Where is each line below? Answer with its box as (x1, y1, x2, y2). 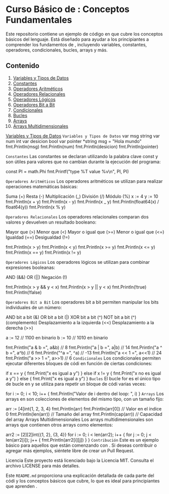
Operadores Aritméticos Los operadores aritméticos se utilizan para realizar (6, 178, 163, 184)
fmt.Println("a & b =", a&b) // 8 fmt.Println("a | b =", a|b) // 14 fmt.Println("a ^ (6, 344, 162, 350)
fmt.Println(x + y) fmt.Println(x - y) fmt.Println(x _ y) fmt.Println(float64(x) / (6, 198, 159, 204)
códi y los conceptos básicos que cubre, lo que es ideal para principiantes (6, 477, 160, 484)
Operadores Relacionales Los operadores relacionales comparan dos (6, 214, 149, 220)
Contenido (6, 61, 40, 70)
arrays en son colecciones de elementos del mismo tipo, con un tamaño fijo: (6, 396, 164, 402)
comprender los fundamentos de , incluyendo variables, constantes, (6, 41, 147, 47)
